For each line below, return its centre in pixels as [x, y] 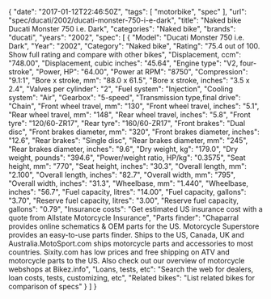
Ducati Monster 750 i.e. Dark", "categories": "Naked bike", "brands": [122, 29]
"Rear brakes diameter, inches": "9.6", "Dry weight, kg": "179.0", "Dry [123, 149]
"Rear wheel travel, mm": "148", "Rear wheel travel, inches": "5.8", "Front [129, 115]
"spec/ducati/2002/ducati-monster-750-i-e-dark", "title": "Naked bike [125, 20]
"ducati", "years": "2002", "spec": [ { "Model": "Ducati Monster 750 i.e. [127, 37]
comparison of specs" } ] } [53, 286]
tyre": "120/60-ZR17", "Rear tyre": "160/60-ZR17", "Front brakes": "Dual [127, 123]
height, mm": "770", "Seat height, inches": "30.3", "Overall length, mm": [127, 166]
